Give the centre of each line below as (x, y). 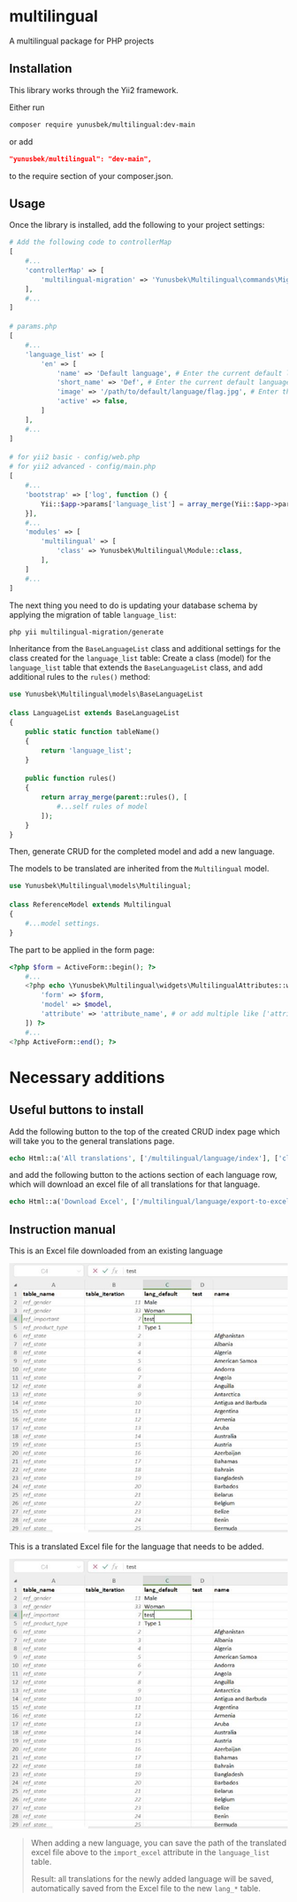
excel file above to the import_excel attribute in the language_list (150, 1852)
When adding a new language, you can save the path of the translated (159, 1843)
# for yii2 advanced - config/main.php (83, 467)
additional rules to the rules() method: (80, 677)
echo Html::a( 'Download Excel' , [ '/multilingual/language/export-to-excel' (152, 1202)
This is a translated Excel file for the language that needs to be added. (137, 1547)
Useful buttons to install (76, 1110)
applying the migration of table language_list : (93, 614)
